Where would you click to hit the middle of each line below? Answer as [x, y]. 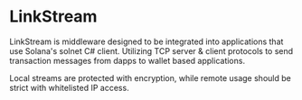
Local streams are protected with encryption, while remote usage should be [150, 77]
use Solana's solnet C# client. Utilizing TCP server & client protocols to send [151, 50]
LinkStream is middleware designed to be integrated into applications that [146, 41]
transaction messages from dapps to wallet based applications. [127, 60]
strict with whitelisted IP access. [69, 87]
